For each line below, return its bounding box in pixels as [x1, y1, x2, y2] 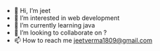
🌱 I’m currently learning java [13, 21, 95, 29]
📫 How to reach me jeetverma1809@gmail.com [13, 37, 153, 44]
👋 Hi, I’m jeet [13, 7, 51, 14]
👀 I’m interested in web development [13, 14, 120, 22]
